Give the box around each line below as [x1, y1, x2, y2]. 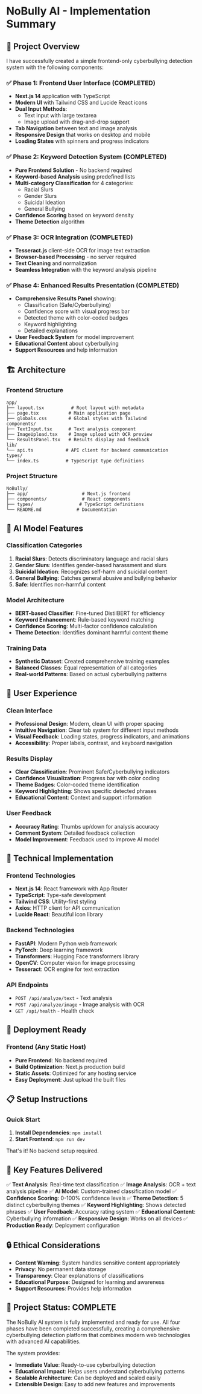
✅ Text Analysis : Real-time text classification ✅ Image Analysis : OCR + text [6, 1181, 196, 1188]
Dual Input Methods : [14, 105, 68, 113]
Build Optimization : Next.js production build [14, 1063, 125, 1070]
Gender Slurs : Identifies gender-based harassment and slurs [14, 561, 167, 568]
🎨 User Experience [6, 688, 77, 699]
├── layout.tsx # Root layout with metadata [6, 404, 145, 411]
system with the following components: [6, 64, 104, 71]
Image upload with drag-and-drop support [24, 118, 130, 125]
